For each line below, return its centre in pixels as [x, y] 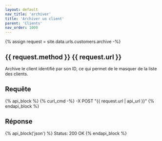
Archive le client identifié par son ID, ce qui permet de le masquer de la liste [81, 68]
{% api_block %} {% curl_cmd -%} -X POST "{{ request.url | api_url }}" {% [80, 101]
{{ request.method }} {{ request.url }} [63, 57]
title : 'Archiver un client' [35, 19]
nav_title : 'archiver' [28, 14]
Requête [18, 89]
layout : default [21, 10]
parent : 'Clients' [24, 23]
